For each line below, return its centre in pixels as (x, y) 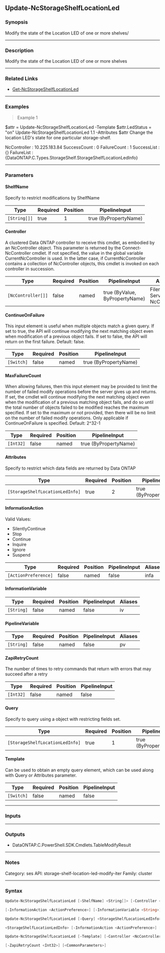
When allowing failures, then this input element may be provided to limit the (81, 387)
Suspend (21, 555)
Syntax (14, 891)
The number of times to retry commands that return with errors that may (78, 669)
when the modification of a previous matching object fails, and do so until (79, 402)
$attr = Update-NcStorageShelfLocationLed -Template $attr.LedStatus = (78, 127)
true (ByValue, (120, 292)
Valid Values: (18, 519)
